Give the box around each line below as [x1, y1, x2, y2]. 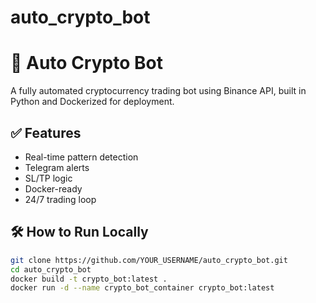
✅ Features [10, 124, 82, 141]
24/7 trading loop [24, 193, 97, 205]
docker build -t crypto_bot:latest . [10, 274, 168, 284]
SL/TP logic [24, 172, 73, 184]
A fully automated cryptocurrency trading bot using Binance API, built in [10, 85, 307, 97]
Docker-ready [24, 182, 83, 195]
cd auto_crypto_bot [10, 264, 92, 275]
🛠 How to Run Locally [10, 224, 149, 241]
